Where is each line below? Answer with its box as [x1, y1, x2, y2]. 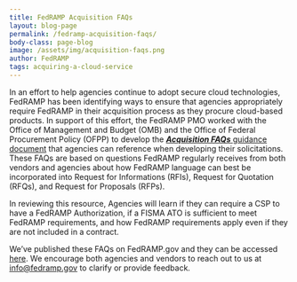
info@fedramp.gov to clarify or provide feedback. [9, 262, 191, 273]
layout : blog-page [9, 21, 77, 30]
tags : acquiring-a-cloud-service [9, 63, 133, 72]
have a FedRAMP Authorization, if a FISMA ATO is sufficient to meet [9, 208, 258, 218]
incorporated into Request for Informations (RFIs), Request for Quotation [9, 171, 274, 182]
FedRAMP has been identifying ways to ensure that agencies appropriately [9, 96, 283, 106]
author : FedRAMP [9, 54, 69, 63]
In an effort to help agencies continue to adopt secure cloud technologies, [9, 86, 281, 98]
